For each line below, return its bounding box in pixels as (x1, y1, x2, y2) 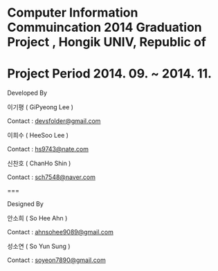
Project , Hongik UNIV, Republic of (7, 35, 206, 50)
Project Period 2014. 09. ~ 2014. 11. (7, 66, 212, 82)
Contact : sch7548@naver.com (7, 173, 96, 181)
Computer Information (7, 5, 138, 21)
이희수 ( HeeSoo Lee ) (7, 131, 69, 140)
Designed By (7, 200, 44, 208)
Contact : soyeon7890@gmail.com (7, 256, 106, 264)
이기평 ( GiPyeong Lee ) (7, 103, 74, 111)
